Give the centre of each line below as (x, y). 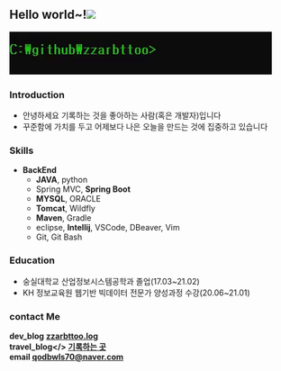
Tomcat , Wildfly (66, 208)
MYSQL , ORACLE (68, 199)
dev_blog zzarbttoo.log (54, 336)
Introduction (37, 95)
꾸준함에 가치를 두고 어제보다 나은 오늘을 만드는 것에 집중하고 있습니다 (145, 127)
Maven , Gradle (63, 218)
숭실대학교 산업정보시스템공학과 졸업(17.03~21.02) (111, 281)
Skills (22, 150)
